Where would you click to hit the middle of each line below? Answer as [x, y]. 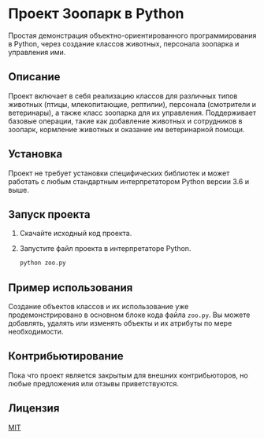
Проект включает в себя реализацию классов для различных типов [123, 96]
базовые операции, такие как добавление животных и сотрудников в [125, 121]
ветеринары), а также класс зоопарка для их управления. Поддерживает [132, 113]
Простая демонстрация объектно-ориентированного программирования [132, 35]
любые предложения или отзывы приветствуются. [94, 383]
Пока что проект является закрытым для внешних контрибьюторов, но [128, 375]
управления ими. [37, 52]
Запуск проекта [49, 214]
